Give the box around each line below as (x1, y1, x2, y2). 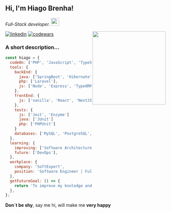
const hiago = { (5, 56, 40, 61)
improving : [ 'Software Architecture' (14, 145, 95, 150)
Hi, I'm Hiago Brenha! (5, 4, 74, 13)
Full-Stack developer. (5, 21, 50, 27)
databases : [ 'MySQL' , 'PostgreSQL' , (14, 131, 93, 137)
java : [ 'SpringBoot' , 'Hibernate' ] (18, 74, 95, 79)
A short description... (5, 43, 60, 50)
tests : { (14, 107, 33, 113)
